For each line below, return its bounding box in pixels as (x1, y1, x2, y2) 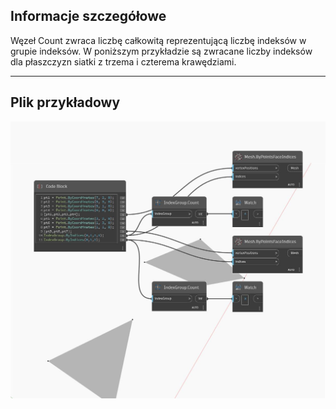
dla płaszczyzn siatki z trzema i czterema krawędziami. (10, 55, 237, 68)
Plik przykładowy (10, 94, 121, 111)
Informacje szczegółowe (10, 8, 167, 25)
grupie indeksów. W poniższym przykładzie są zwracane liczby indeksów (10, 45, 313, 57)
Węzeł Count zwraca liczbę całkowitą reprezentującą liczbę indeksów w (10, 34, 307, 46)
